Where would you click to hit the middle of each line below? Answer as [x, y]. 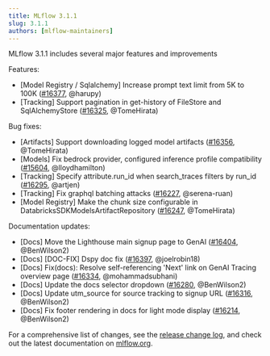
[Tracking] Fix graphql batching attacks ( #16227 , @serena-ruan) [127, 194]
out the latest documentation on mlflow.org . [81, 343]
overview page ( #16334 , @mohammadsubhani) [99, 276]
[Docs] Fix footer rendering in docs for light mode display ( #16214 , [130, 311]
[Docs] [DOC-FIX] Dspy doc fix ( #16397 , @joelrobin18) [110, 259]
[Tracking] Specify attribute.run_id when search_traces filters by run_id [138, 176]
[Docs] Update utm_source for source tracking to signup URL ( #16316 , [137, 293]
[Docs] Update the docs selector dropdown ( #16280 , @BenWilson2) [133, 285]
